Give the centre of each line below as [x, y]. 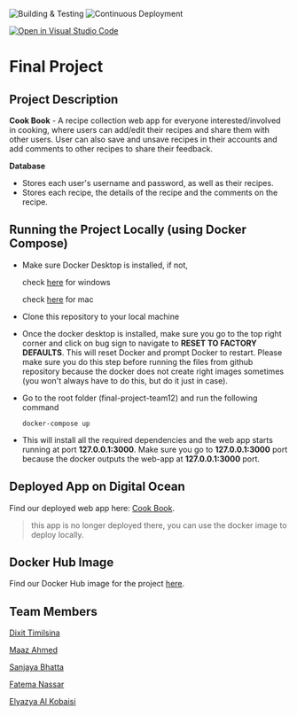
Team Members [53, 611]
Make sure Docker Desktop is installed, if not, [105, 265]
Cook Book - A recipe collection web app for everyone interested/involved [145, 120]
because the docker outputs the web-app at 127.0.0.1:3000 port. [141, 459]
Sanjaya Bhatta [37, 667]
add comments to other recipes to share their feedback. [111, 149]
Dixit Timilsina [35, 633]
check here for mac [58, 299]
